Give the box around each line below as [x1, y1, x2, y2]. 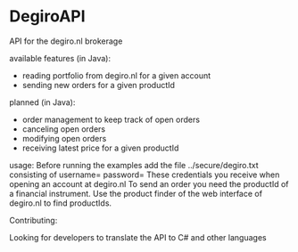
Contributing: [9, 215, 58, 225]
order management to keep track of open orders [21, 114, 201, 125]
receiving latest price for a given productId [21, 142, 179, 153]
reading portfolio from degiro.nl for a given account [21, 69, 211, 81]
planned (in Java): [9, 96, 76, 108]
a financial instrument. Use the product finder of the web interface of [9, 188, 263, 199]
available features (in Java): [9, 53, 112, 63]
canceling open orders [21, 123, 105, 134]
